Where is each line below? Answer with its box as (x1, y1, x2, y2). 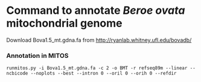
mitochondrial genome (6, 16, 123, 30)
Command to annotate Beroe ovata (6, 4, 185, 17)
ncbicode (6, 71, 28, 77)
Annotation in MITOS (6, 51, 69, 60)
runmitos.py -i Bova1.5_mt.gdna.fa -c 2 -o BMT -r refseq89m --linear (6, 65, 188, 71)
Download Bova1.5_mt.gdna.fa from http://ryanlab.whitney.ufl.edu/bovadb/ (6, 36, 192, 43)
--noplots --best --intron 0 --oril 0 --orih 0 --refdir (30, 71, 177, 77)
